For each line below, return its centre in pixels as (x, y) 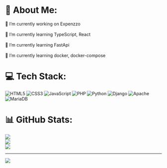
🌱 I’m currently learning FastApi (37, 45)
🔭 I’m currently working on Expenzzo (43, 24)
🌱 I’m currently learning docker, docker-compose (55, 55)
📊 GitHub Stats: (39, 120)
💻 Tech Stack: (36, 77)
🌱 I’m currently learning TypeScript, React (48, 34)
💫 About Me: (31, 10)
